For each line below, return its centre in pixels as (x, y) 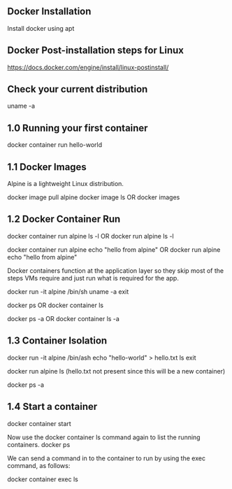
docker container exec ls (43, 479)
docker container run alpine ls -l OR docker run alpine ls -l (90, 236)
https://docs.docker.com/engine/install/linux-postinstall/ (88, 67)
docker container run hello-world (55, 145)
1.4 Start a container (52, 407)
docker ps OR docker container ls (55, 305)
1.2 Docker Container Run (64, 219)
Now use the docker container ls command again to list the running (104, 437)
